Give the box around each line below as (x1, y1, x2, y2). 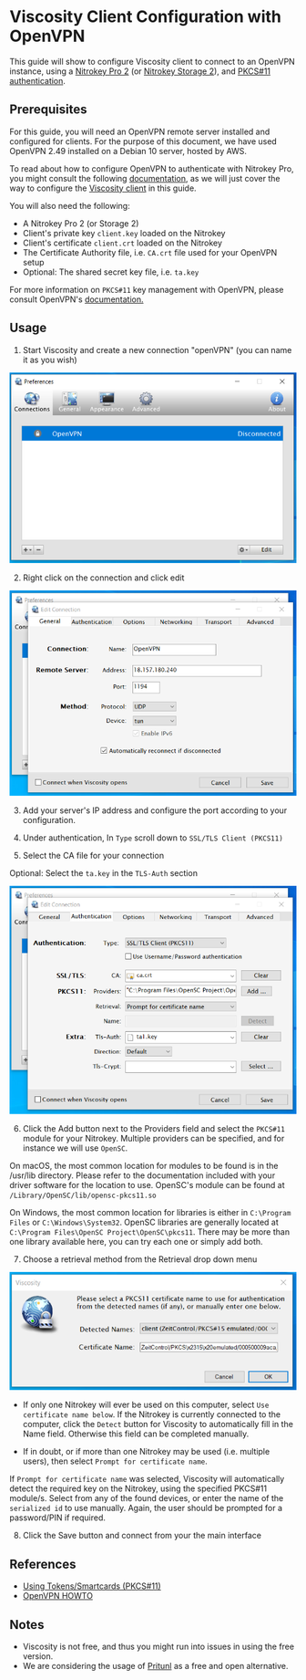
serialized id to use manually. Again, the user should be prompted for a (9, 1503, 283, 1514)
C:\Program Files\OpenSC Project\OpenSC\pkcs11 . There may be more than (9, 1226, 290, 1237)
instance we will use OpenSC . (22, 1143, 128, 1153)
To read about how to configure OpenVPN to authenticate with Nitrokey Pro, (9, 162, 294, 174)
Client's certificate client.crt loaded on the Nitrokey (22, 237, 223, 248)
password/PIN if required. (9, 1512, 107, 1523)
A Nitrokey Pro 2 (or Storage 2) (22, 217, 139, 229)
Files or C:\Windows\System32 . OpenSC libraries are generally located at (9, 1216, 280, 1227)
